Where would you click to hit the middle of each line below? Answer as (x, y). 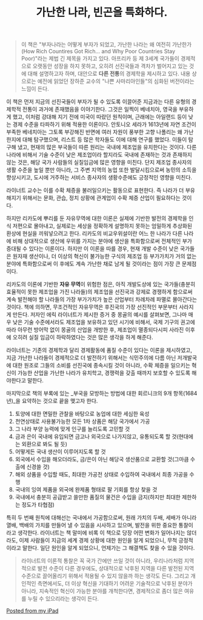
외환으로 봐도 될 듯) (45, 444)
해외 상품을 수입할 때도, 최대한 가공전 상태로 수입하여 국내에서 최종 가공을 (101, 475)
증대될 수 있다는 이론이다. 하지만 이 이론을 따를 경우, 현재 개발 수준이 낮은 (92, 248)
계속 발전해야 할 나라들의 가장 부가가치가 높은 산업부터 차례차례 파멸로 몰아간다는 (102, 299)
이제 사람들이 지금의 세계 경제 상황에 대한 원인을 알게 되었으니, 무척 (98, 541)
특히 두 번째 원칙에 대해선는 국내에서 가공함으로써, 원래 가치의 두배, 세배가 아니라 (101, 518)
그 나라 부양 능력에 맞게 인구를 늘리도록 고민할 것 (72, 429)
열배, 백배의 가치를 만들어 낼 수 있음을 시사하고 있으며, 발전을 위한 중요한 (92, 525)
